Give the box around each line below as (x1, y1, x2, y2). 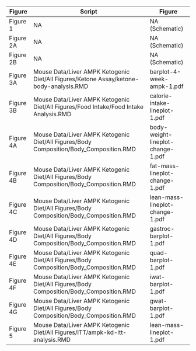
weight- (149, 131, 173, 138)
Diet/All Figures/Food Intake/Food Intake (33, 103, 144, 110)
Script (80, 8, 97, 15)
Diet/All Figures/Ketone (33, 75, 97, 83)
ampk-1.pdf (149, 82, 184, 90)
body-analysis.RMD (33, 82, 89, 90)
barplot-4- (149, 68, 181, 75)
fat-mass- (149, 162, 180, 170)
